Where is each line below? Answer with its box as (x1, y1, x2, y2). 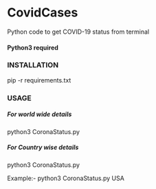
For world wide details (7, 110, 72, 118)
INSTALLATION (7, 60, 59, 70)
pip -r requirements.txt (7, 76, 71, 84)
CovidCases (7, 5, 78, 21)
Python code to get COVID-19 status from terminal (7, 27, 150, 36)
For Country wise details (7, 143, 79, 152)
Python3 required (7, 43, 58, 52)
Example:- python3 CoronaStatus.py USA (7, 174, 125, 182)
